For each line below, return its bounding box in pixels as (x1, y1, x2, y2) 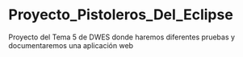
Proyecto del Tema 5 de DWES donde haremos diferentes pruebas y (8, 32, 236, 42)
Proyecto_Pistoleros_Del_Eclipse (8, 6, 234, 24)
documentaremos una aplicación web (8, 40, 134, 50)
